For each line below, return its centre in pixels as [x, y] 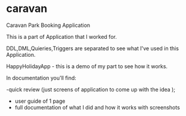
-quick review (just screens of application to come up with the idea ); [91, 89]
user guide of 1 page [40, 101]
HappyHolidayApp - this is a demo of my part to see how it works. [87, 66]
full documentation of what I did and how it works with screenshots [97, 107]
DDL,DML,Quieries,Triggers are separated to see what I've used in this [92, 48]
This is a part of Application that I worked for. [62, 36]
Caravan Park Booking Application [48, 25]
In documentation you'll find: [41, 78]
